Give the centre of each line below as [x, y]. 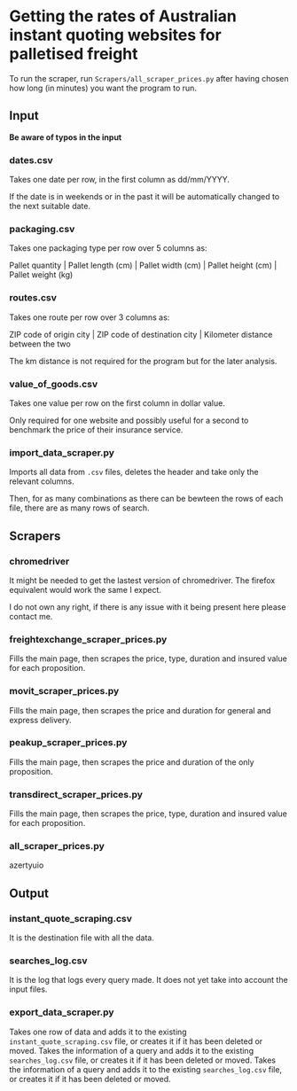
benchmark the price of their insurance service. [96, 429]
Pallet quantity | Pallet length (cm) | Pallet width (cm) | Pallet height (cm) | [143, 265]
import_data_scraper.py [62, 452]
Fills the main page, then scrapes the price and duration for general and [140, 710]
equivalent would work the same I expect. [85, 589]
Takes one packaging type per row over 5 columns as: [108, 248]
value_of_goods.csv [54, 384]
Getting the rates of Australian [123, 16]
